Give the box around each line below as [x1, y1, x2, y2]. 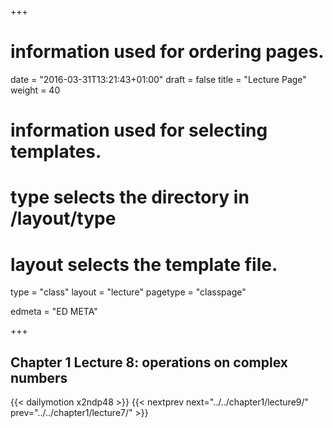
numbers [10, 369, 68, 386]
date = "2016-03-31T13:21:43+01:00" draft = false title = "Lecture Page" [10, 73, 307, 85]
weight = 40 [10, 84, 61, 96]
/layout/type [10, 207, 117, 230]
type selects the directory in [10, 186, 250, 209]
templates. [10, 141, 102, 163]
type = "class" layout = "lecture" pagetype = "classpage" [10, 286, 247, 298]
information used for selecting [10, 119, 268, 142]
